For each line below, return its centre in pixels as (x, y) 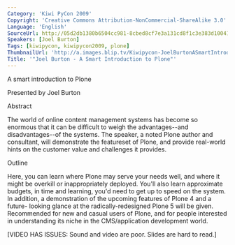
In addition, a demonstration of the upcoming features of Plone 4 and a (109, 198)
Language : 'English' (37, 27)
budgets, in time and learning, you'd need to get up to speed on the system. (116, 191)
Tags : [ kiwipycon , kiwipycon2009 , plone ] (69, 46)
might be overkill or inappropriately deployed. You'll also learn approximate (115, 184)
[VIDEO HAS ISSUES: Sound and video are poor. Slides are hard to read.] (112, 234)
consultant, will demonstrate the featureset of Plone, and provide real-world (116, 142)
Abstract (20, 106)
